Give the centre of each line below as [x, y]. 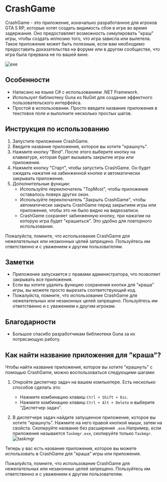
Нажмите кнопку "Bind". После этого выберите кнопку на [74, 152]
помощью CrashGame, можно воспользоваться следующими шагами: [80, 372]
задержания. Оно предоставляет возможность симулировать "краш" [79, 33]
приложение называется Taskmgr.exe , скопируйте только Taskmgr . [82, 433]
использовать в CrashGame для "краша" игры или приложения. [73, 454]
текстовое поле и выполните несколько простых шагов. [72, 113]
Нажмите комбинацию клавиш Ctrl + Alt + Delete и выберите [87, 402]
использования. [37, 226]
